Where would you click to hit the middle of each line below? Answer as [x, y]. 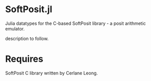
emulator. [15, 28]
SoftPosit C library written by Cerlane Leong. [52, 73]
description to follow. [27, 38]
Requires [24, 59]
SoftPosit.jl [29, 9]
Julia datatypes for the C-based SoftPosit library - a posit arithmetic [75, 23]
